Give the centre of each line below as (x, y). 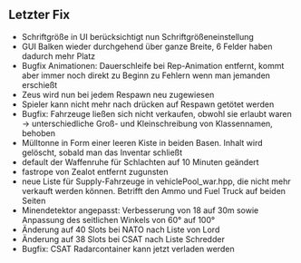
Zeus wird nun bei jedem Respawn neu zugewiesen (118, 94)
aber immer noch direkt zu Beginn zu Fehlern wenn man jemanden (146, 75)
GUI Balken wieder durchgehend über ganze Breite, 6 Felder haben (147, 46)
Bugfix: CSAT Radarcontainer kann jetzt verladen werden (128, 248)
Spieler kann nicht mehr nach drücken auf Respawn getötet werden (148, 104)
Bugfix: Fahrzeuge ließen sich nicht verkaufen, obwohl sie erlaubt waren (156, 113)
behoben (39, 133)
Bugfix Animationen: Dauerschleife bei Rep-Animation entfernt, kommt (153, 65)
